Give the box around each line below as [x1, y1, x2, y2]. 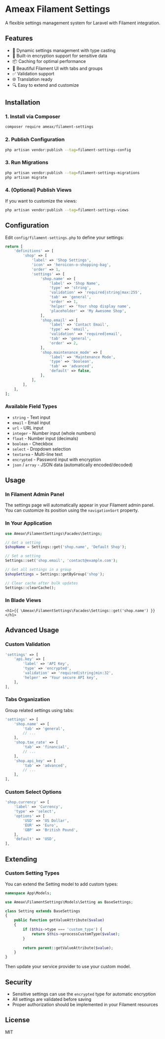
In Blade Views [5, 597, 41, 604]
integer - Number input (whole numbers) [12, 430, 96, 436]
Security [5, 978, 32, 986]
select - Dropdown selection [12, 446, 71, 452]
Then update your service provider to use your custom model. [5, 964, 131, 970]
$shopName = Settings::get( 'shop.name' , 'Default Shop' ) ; [5, 545, 127, 549]
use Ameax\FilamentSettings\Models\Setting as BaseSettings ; [5, 899, 133, 905]
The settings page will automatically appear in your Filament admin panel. [5, 502, 155, 508]
